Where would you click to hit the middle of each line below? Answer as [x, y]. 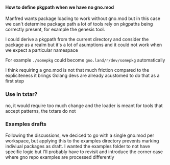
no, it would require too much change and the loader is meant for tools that [84, 106]
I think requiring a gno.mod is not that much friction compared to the [77, 70]
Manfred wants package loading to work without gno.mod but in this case [83, 18]
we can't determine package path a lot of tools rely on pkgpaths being [79, 24]
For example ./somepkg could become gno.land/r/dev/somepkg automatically [85, 60]
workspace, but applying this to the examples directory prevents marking [82, 140]
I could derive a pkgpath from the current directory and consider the [77, 39]
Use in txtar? [21, 94]
